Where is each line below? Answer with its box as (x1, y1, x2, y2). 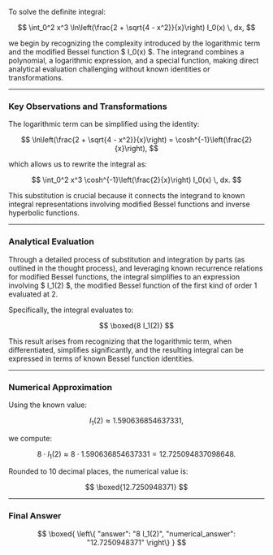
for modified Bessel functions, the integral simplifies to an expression (8, 271, 240, 281)
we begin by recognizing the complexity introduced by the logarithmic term (8, 38, 261, 48)
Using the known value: (8, 400, 88, 410)
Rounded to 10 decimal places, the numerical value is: (8, 466, 188, 476)
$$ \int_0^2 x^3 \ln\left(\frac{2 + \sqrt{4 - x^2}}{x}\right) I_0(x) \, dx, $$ (17, 23, 256, 32)
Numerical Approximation (8, 381, 112, 392)
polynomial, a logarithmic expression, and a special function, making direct (8, 56, 259, 65)
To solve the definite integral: (8, 7, 106, 16)
